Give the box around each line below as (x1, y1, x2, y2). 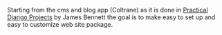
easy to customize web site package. (7, 21, 113, 28)
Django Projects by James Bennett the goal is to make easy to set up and (7, 13, 216, 21)
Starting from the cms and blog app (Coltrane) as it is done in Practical (7, 6, 209, 14)
